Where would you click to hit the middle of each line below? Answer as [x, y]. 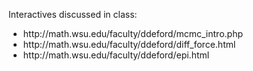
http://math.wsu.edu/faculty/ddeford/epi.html [116, 55]
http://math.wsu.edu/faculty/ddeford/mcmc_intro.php [132, 33]
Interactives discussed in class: [73, 14]
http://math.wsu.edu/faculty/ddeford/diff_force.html [129, 44]
